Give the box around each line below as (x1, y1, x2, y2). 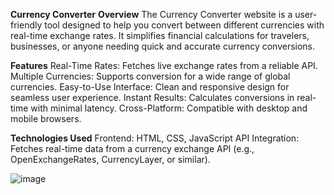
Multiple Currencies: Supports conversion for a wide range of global (10, 70, 291, 82)
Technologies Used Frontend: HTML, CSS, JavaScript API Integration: (10, 132, 300, 144)
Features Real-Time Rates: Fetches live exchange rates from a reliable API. (10, 60, 318, 71)
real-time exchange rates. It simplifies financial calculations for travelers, (10, 30, 310, 41)
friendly (10, 19, 43, 31)
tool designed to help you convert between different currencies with (44, 19, 325, 31)
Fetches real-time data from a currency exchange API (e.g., (10, 143, 255, 154)
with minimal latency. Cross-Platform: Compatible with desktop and (30, 102, 308, 114)
